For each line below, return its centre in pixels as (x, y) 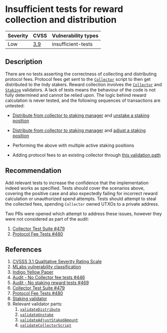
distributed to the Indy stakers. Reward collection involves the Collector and (83, 84)
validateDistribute (40, 310)
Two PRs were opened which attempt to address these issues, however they (83, 214)
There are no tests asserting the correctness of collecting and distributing (81, 74)
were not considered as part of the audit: (47, 219)
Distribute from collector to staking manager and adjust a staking (79, 130)
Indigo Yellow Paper (33, 272)
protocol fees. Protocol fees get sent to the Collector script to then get (78, 79)
